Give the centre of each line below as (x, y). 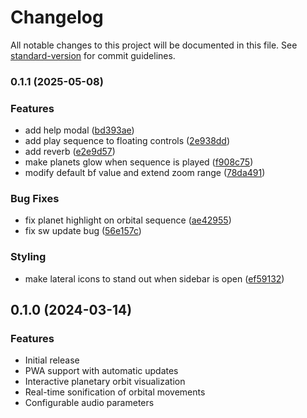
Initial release (52, 360)
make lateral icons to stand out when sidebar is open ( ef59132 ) (154, 278)
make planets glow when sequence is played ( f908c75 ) (139, 162)
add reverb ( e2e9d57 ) (70, 152)
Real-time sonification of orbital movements (115, 392)
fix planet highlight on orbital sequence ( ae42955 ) (128, 220)
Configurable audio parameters (89, 403)
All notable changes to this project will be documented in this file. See (154, 45)
